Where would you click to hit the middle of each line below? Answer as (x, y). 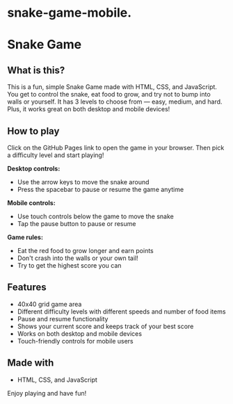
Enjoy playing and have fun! (47, 393)
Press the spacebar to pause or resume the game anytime (101, 189)
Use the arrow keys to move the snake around (83, 182)
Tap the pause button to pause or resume (77, 224)
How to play (33, 131)
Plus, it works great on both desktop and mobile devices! (89, 109)
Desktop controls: (34, 169)
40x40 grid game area (49, 304)
